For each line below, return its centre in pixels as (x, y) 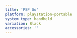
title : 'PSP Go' (22, 10)
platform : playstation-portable (38, 14)
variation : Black (23, 23)
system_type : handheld (29, 19)
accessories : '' (22, 28)
